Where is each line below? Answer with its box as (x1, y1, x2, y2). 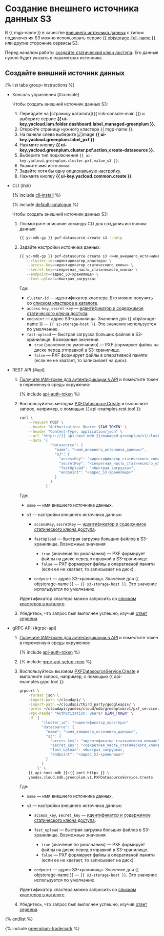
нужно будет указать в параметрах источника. (5, 54, 103, 60)
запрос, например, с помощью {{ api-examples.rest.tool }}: (19, 406, 142, 412)
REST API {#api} (12, 366, 45, 373)
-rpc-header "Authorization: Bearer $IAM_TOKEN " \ (28, 711, 133, 716)
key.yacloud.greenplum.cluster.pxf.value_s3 (19, 158, 112, 163)
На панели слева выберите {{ (19, 131, 100, 137)
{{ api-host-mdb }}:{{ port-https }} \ (28, 770, 110, 775)
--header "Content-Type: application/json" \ (28, 429, 123, 434)
